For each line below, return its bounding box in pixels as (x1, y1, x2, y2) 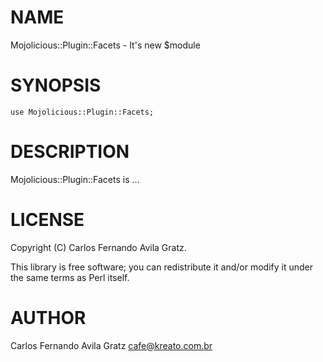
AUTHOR (10, 306, 87, 329)
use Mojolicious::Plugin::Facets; (10, 107, 155, 117)
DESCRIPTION (10, 141, 130, 163)
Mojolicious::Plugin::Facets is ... (10, 173, 140, 185)
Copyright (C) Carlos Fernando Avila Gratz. (10, 241, 187, 253)
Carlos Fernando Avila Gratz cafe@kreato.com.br (10, 339, 213, 351)
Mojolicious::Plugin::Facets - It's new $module (10, 39, 201, 51)
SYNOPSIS (10, 74, 102, 97)
